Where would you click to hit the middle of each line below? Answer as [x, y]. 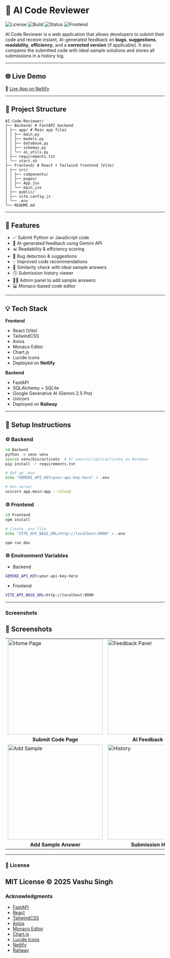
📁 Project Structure [36, 109]
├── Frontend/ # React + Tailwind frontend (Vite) [60, 165]
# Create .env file [26, 529]
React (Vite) [25, 331]
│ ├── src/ [17, 170]
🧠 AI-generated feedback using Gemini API [57, 243]
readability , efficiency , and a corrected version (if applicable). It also [78, 45]
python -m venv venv [27, 454]
